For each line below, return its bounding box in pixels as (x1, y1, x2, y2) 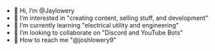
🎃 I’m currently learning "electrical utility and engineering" (13, 21, 180, 29)
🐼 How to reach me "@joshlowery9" (13, 36, 117, 44)
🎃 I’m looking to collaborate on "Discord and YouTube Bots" (13, 28, 183, 37)
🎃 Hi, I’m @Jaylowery (13, 7, 75, 14)
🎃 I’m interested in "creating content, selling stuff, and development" (13, 14, 209, 22)
